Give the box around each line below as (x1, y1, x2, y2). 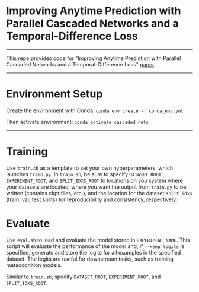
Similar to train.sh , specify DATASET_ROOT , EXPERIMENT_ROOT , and (6, 273, 161, 280)
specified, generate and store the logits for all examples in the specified (6, 249, 181, 256)
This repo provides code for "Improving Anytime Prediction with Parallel (6, 55, 181, 62)
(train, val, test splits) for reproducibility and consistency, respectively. (6, 196, 178, 203)
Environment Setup (6, 87, 103, 101)
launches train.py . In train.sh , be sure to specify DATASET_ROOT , (6, 170, 163, 177)
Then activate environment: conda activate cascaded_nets (6, 118, 149, 125)
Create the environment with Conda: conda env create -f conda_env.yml (6, 107, 184, 114)
